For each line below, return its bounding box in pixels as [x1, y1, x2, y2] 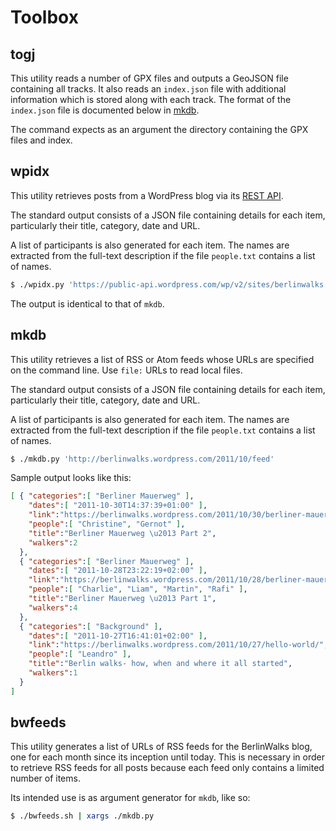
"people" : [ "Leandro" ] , [28, 649, 132, 660]
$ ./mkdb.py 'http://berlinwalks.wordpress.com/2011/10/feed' [10, 454, 275, 464]
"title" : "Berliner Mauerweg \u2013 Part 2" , [28, 528, 217, 538]
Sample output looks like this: [10, 472, 132, 484]
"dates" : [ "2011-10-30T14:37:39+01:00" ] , [28, 501, 208, 511]
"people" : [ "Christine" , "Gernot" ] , [28, 519, 186, 529]
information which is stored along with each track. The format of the [10, 94, 292, 105]
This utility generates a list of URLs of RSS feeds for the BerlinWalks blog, [10, 741, 313, 753]
